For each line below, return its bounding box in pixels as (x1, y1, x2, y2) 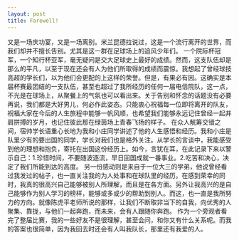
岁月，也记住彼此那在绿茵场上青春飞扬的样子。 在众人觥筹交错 (31, 118, 215, 126)
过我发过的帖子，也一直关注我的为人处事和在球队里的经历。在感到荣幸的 (7, 171, 219, 179)
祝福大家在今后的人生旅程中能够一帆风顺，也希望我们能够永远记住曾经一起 (7, 108, 225, 118)
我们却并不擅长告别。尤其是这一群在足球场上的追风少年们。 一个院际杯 (7, 46, 215, 55)
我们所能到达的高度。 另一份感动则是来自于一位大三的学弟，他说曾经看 (19, 162, 228, 171)
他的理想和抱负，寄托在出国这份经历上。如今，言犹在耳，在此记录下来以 (13, 144, 225, 153)
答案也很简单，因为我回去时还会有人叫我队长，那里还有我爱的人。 (13, 224, 207, 233)
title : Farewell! (7, 17, 59, 24)
